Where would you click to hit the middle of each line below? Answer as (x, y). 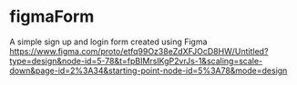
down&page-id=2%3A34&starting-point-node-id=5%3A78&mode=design (148, 71)
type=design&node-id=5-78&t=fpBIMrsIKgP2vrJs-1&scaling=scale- (136, 61)
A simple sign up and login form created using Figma (108, 42)
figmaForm (52, 17)
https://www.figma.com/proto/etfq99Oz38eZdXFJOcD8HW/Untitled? (139, 51)
